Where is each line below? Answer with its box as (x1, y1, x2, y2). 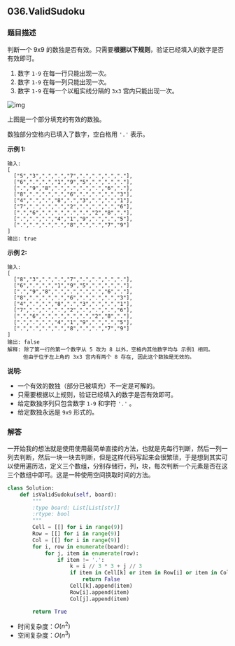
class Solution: (7, 484, 55, 492)
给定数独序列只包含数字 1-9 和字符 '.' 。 (17, 399, 136, 408)
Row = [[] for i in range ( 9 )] (32, 530, 120, 537)
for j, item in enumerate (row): (44, 550, 139, 557)
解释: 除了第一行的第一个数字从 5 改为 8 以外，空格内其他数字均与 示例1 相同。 (7, 346, 214, 353)
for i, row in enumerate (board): (32, 543, 130, 550)
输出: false (7, 338, 40, 346)
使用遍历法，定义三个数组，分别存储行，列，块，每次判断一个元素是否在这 (13, 462, 228, 470)
